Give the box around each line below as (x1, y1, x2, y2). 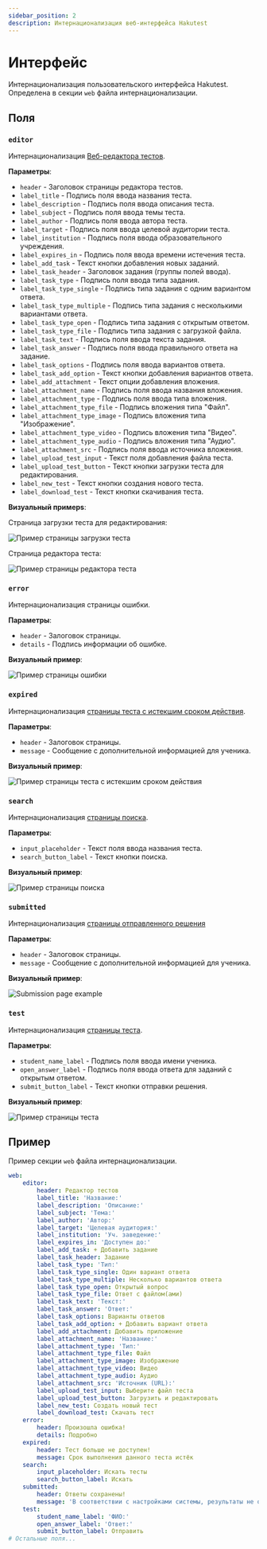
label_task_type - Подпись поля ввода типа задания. (19, 276, 200, 285)
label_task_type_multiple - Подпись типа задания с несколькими (19, 300, 242, 311)
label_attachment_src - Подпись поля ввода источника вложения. (19, 445, 244, 454)
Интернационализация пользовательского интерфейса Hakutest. (8, 80, 229, 89)
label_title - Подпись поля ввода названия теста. (19, 190, 192, 200)
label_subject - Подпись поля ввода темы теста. (19, 208, 186, 218)
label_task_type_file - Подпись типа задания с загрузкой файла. (19, 326, 242, 335)
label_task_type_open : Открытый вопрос (37, 1283, 169, 1291)
